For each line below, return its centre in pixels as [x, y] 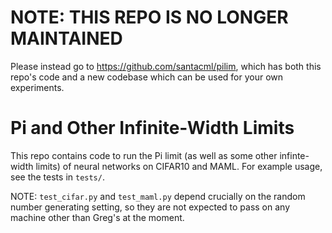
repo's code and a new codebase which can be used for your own [147, 77]
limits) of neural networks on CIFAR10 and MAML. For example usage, [179, 166]
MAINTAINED [66, 38]
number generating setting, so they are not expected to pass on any [150, 207]
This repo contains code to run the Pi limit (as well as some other [144, 155]
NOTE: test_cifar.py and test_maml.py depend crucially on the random [158, 196]
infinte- [294, 155]
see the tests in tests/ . [57, 177]
